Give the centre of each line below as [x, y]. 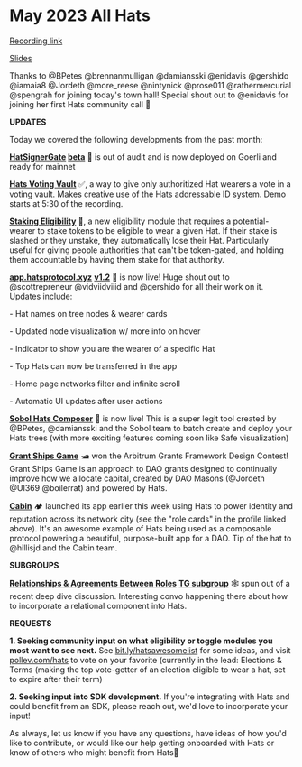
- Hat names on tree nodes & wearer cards [88, 313]
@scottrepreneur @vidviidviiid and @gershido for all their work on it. [137, 286]
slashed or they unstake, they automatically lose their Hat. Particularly [139, 240]
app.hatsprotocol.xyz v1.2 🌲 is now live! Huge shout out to [119, 277]
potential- [251, 221]
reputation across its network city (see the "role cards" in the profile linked [148, 519]
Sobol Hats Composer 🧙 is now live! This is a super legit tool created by [143, 418]
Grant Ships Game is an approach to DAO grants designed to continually [143, 468]
